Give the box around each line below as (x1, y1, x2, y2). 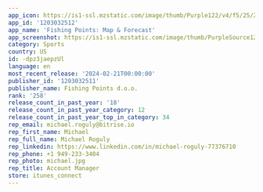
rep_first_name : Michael (8, 128, 89, 136)
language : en (8, 63, 51, 71)
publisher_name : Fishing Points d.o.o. (8, 84, 139, 92)
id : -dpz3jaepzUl (8, 56, 65, 63)
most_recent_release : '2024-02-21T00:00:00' (8, 70, 156, 78)
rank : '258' (8, 92, 47, 100)
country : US (8, 48, 47, 56)
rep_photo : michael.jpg (8, 158, 86, 165)
